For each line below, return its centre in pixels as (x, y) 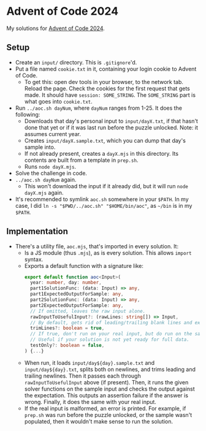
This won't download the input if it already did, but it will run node (106, 186)
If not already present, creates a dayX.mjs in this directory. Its (101, 153)
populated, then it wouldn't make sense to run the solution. (99, 421)
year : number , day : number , (66, 283)
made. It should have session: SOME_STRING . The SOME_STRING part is (110, 95)
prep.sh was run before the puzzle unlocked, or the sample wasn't (108, 414)
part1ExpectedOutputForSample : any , (77, 294)
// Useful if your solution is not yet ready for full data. (110, 340)
